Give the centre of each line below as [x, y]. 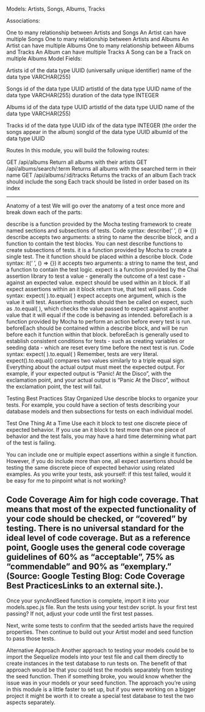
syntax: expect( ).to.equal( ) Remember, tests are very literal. [82, 354]
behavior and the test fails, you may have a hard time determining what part [101, 436]
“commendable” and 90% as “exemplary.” [89, 567]
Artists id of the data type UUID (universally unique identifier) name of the [99, 70]
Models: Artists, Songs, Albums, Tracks [56, 9]
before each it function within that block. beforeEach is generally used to [98, 335]
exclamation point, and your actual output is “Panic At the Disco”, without [98, 380]
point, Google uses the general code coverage [96, 548]
